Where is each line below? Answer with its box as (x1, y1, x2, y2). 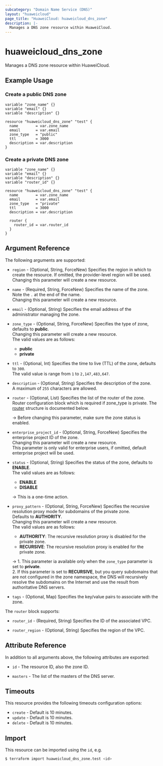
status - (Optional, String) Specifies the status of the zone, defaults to (12, 459, 153, 465)
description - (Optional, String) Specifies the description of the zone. (12, 380, 152, 386)
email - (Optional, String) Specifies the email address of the (12, 306, 132, 312)
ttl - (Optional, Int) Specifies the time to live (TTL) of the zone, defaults (12, 360, 156, 366)
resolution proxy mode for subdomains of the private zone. (12, 508, 130, 514)
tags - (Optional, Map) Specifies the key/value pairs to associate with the (12, 594, 158, 599)
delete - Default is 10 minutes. (12, 720, 73, 726)
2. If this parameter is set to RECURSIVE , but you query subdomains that (12, 569, 158, 574)
